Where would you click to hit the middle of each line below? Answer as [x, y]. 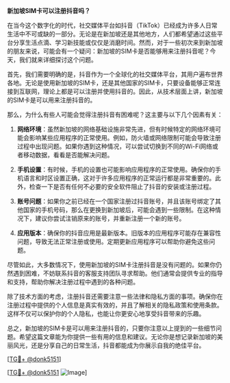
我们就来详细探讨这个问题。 [58, 60]
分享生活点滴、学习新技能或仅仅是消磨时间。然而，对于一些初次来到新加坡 [118, 43]
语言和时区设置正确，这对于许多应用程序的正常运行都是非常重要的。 [119, 178]
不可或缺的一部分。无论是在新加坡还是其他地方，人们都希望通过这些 [121, 34]
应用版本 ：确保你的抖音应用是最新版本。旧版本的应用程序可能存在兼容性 [119, 233]
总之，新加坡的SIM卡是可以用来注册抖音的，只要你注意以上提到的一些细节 [112, 328]
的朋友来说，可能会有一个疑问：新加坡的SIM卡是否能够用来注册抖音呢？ [108, 51]
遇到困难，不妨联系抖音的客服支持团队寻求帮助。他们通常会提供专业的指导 [118, 273]
